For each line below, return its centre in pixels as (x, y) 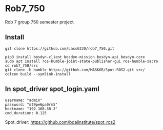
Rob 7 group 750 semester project (40, 22)
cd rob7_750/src (21, 65)
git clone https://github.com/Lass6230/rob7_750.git (60, 48)
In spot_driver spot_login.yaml (52, 89)
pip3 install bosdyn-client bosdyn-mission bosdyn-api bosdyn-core (75, 57)
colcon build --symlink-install (38, 74)
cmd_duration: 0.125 (26, 113)
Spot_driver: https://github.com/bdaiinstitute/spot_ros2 (60, 122)
